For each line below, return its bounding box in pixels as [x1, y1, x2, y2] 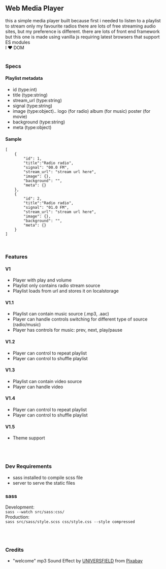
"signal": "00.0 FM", [23, 165, 70, 170]
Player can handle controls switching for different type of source [12, 316, 148, 322]
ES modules [5, 39, 30, 45]
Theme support [12, 435, 45, 441]
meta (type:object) [12, 124, 52, 130]
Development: [5, 504, 35, 510]
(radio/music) [12, 322, 41, 328]
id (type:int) [12, 86, 37, 92]
